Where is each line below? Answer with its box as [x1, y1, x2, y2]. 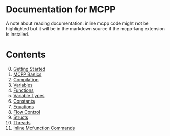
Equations [13, 103, 35, 110]
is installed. [6, 31, 29, 37]
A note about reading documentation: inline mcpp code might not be [6, 20, 149, 26]
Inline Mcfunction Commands [13, 125, 75, 131]
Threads [13, 119, 31, 125]
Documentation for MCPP [6, 4, 116, 15]
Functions [13, 87, 35, 93]
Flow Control [13, 109, 40, 115]
